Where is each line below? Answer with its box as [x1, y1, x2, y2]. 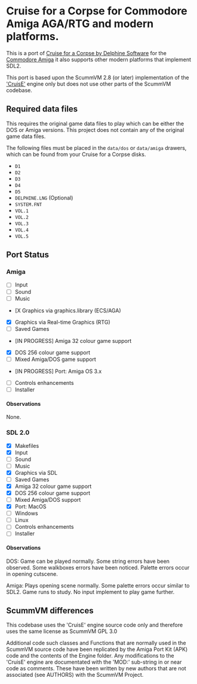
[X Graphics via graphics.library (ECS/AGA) [14, 307, 121, 314]
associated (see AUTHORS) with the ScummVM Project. [6, 671, 144, 679]
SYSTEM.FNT [14, 201, 42, 207]
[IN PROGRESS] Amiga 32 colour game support [14, 337, 132, 344]
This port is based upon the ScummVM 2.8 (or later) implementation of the [6, 74, 189, 81]
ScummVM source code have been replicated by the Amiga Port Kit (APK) [6, 646, 188, 653]
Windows [14, 510, 38, 517]
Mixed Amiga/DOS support [14, 496, 81, 503]
